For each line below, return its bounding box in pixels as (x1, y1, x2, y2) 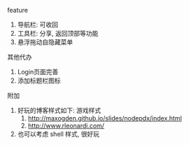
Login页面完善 (17, 68, 59, 76)
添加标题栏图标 (17, 76, 61, 85)
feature (7, 6, 28, 14)
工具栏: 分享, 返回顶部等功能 (17, 29, 99, 37)
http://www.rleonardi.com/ (27, 122, 105, 130)
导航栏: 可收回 (17, 20, 58, 29)
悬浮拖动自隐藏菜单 (17, 38, 73, 46)
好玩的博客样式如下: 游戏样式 (17, 106, 101, 114)
